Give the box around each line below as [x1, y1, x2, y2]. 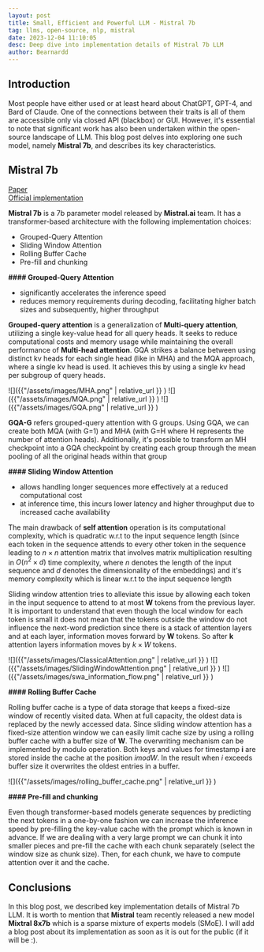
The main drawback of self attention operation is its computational [8, 523, 226, 532]
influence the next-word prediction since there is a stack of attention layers [8, 623, 252, 633]
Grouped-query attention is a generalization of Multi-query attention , [8, 319, 239, 329]
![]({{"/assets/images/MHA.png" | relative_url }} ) [8, 385, 167, 395]
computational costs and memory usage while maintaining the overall [8, 337, 234, 346]
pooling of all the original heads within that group [8, 451, 168, 461]
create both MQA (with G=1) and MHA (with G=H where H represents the [8, 426, 244, 436]
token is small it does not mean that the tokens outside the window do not [8, 614, 247, 625]
